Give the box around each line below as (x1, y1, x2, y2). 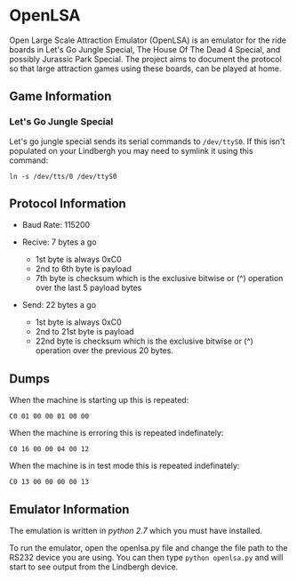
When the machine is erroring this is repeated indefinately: (9, 428, 224, 439)
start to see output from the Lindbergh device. (9, 561, 179, 572)
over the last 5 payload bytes (35, 282, 142, 294)
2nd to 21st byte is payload (35, 327, 135, 337)
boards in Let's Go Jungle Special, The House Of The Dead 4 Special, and (9, 44, 281, 54)
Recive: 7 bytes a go (21, 237, 97, 247)
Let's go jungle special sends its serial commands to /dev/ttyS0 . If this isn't (9, 135, 285, 147)
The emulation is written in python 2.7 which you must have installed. (9, 526, 262, 537)
